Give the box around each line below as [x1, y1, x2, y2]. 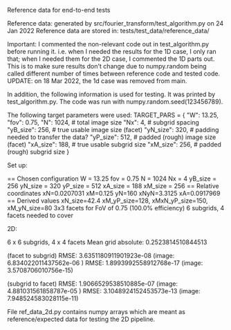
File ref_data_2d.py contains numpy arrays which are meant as [7, 308, 185, 315]
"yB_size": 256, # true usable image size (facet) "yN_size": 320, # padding [7, 126, 219, 134]
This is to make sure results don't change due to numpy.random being [7, 62, 207, 70]
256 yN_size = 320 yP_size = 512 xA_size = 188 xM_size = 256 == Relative [7, 182, 219, 190]
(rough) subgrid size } [7, 148, 70, 156]
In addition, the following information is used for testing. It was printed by [7, 90, 216, 98]
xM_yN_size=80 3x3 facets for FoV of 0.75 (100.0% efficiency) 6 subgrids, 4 [7, 204, 225, 212]
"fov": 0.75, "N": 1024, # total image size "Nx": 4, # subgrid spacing [7, 118, 199, 127]
